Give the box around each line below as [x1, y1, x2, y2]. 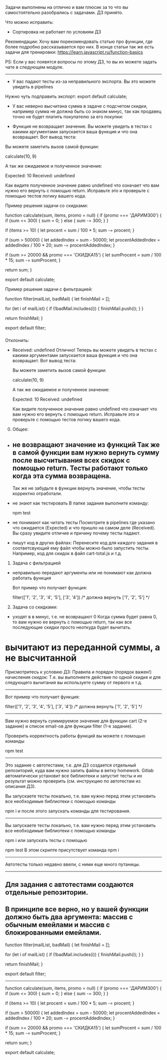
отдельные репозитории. [5, 888, 88, 897]
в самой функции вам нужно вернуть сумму [12, 449, 160, 457]
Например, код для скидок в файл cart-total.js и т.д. [12, 550, 122, 556]
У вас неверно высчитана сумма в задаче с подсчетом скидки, [12, 103, 148, 109]
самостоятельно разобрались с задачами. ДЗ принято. [5, 9, 123, 15]
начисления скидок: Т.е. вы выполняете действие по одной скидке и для [5, 674, 161, 680]
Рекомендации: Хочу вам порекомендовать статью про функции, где [5, 38, 153, 44]
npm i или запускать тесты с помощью [5, 837, 87, 843]
